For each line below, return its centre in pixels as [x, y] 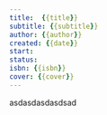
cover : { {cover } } [42, 77]
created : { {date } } [44, 43]
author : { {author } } [46, 34]
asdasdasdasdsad [43, 102]
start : [22, 52]
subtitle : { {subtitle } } [54, 26]
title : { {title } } [44, 18]
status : [24, 60]
